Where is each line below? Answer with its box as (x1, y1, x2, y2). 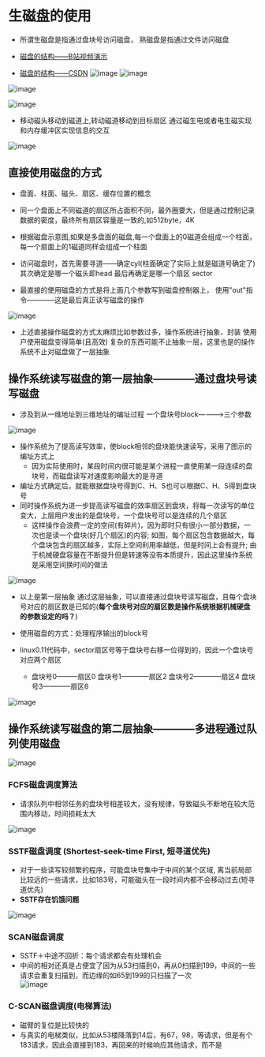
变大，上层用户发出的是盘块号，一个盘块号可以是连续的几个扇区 (19, 510, 227, 520)
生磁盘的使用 (8, 7, 92, 25)
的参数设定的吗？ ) (19, 611, 78, 621)
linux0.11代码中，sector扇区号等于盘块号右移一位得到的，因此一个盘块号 (19, 644, 254, 655)
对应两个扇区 (19, 655, 62, 664)
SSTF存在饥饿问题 (19, 895, 80, 904)
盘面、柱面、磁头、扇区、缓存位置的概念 (19, 189, 151, 198)
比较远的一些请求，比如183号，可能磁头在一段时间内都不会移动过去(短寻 (19, 875, 255, 884)
